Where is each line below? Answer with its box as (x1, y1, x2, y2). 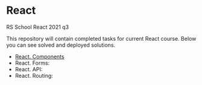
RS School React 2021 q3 (6, 23, 69, 31)
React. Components (14, 53, 65, 60)
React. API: (14, 65, 43, 72)
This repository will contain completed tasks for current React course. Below (6, 35, 197, 42)
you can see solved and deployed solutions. (6, 41, 116, 48)
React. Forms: (14, 59, 50, 66)
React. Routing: (14, 72, 53, 79)
